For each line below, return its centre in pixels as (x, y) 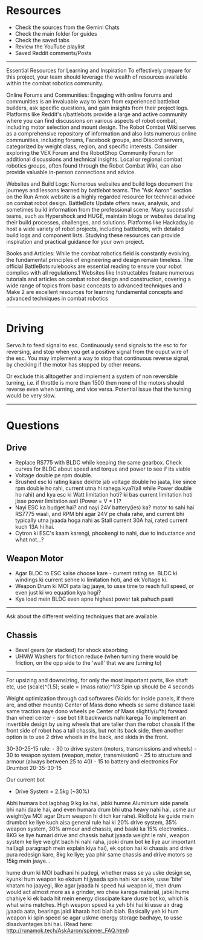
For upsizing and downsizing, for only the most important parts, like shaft (97, 680)
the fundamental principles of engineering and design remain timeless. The (100, 259)
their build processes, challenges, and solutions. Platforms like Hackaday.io (100, 222)
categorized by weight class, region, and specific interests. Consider (92, 146)
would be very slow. (31, 395)
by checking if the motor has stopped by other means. (74, 364)
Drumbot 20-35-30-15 (34, 768)
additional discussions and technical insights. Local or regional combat (94, 159)
